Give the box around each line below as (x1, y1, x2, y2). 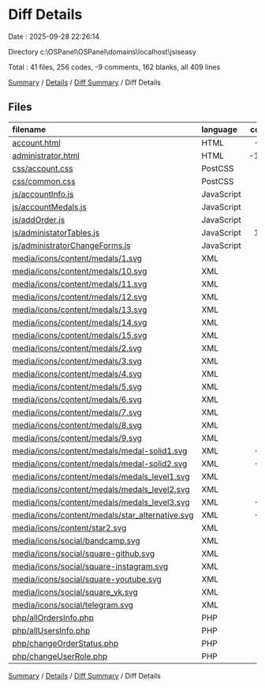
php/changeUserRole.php (12, 650, 108, 661)
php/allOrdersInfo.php (12, 612, 95, 623)
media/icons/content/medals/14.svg (12, 317, 147, 328)
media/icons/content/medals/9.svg (12, 432, 142, 443)
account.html (12, 137, 61, 148)
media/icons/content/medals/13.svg (12, 304, 147, 315)
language (200, 124, 238, 135)
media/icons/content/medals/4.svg (12, 368, 142, 379)
